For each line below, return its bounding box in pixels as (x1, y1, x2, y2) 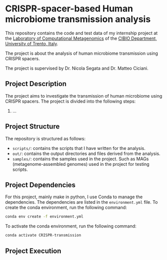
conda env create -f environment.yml (5, 214, 84, 219)
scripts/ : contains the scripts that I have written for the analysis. (12, 145, 146, 151)
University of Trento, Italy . (5, 40, 58, 46)
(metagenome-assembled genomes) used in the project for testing (12, 161, 150, 167)
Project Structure (5, 123, 60, 131)
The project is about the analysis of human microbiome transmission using (5, 50, 159, 56)
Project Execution (5, 247, 61, 255)
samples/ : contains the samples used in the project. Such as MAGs (12, 155, 149, 162)
